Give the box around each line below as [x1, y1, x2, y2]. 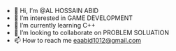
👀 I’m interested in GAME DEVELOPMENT [13, 14, 133, 22]
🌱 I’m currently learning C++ [13, 21, 96, 29]
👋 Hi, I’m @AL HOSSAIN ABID [13, 7, 99, 14]
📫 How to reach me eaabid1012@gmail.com [13, 37, 142, 44]
